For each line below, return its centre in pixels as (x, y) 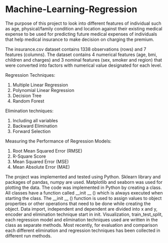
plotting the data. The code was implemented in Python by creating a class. (84, 187)
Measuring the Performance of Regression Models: (59, 141)
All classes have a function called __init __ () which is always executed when (84, 192)
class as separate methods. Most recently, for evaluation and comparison (81, 225)
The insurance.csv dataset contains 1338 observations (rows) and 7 (76, 49)
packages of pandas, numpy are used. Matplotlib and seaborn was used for (84, 182)
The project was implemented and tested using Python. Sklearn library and (83, 177)
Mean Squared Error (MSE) (41, 161)
